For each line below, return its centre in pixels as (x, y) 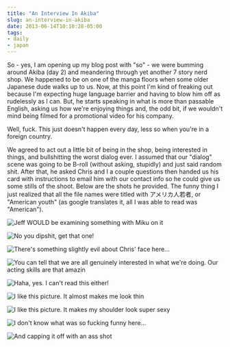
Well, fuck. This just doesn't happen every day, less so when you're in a (108, 129)
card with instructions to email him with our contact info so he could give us (114, 179)
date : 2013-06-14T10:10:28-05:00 (55, 26)
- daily (18, 39)
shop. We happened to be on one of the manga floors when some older (108, 79)
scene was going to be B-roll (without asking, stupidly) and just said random (115, 164)
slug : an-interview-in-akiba (49, 20)
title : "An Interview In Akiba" (53, 13)
